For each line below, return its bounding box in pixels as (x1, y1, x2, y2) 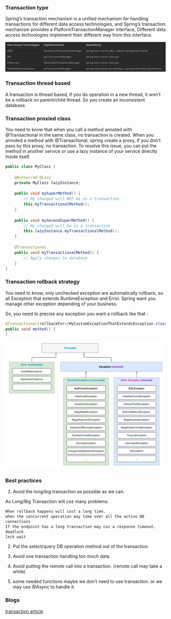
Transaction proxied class (5, 115, 71, 122)
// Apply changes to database (23, 255, 88, 261)
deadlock (5, 529, 24, 534)
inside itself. (5, 153, 31, 160)
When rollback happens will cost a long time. (5, 509, 106, 514)
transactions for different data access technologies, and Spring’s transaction (5, 21, 166, 27)
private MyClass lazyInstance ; (14, 180, 81, 185)
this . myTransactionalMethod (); (23, 202, 90, 207)
